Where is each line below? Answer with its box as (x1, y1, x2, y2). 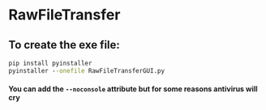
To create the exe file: (8, 38, 120, 52)
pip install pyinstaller (8, 59, 92, 67)
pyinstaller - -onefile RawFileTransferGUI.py (8, 66, 165, 74)
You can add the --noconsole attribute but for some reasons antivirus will (8, 84, 258, 94)
